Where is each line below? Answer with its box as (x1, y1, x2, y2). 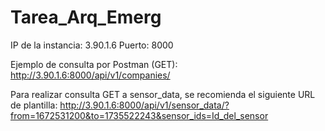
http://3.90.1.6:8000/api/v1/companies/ (10, 69, 171, 81)
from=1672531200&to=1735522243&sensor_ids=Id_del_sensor (10, 109, 269, 121)
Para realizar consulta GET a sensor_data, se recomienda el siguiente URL (10, 88, 316, 100)
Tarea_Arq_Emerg (10, 6, 162, 29)
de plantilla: (10, 99, 58, 111)
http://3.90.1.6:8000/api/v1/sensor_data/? (59, 99, 230, 111)
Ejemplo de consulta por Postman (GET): (10, 58, 178, 70)
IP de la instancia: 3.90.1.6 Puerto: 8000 (10, 39, 174, 51)
